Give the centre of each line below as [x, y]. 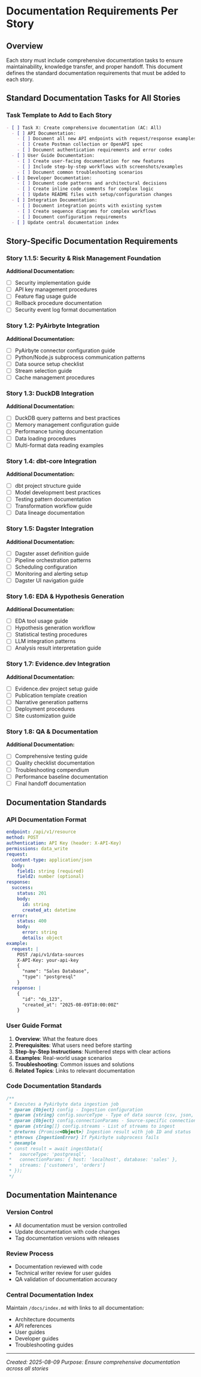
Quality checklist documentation [54, 763]
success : [22, 888]
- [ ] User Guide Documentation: [53, 156]
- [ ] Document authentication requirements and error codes [95, 150]
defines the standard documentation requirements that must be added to [96, 73]
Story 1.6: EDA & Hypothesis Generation [65, 596]
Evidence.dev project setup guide [56, 689]
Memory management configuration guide [67, 425]
